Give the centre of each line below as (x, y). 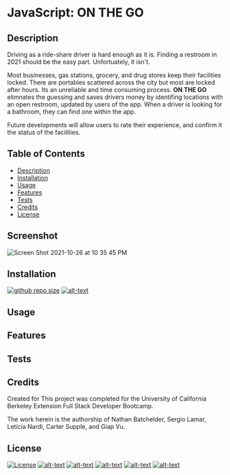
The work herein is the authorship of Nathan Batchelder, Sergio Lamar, (107, 419)
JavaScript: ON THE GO (76, 13)
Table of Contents (46, 154)
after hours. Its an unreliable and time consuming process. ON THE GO (107, 90)
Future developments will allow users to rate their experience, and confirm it (115, 125)
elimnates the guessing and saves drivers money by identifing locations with (115, 97)
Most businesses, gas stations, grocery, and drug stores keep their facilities (114, 75)
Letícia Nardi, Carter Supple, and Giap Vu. (66, 427)
